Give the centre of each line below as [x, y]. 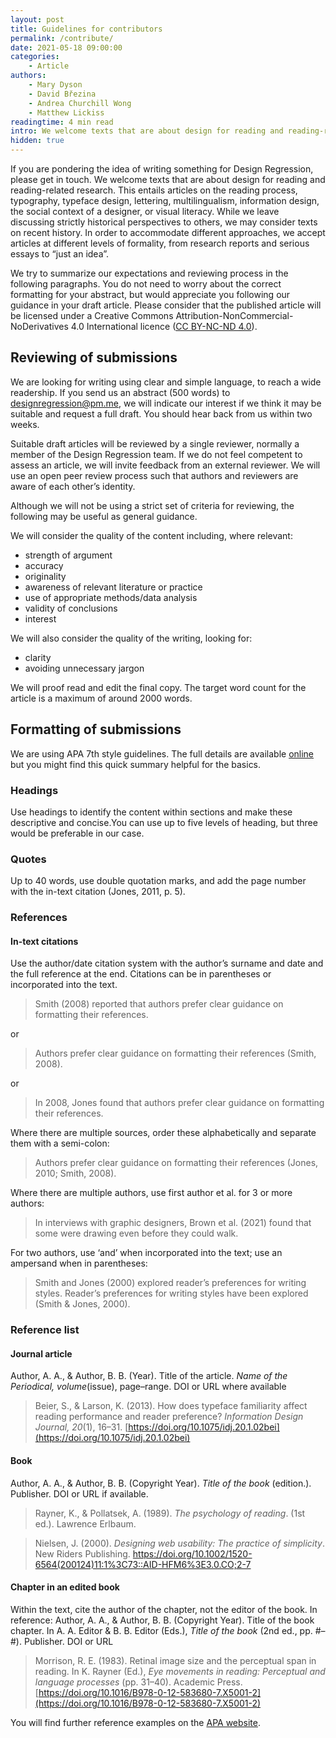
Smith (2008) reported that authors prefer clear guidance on [159, 1004]
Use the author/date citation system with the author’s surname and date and [167, 963]
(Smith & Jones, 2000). [82, 1304]
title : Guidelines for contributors [86, 29]
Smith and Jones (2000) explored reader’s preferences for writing [170, 1283]
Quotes [28, 859]
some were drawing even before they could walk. [136, 1233]
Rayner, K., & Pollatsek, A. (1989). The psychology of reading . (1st [170, 1513]
